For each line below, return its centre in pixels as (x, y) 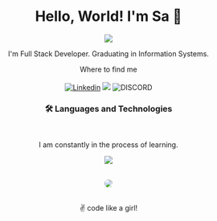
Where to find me (108, 69)
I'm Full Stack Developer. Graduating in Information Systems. (108, 53)
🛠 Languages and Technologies (108, 108)
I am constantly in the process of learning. (108, 145)
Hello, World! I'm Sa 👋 (108, 16)
